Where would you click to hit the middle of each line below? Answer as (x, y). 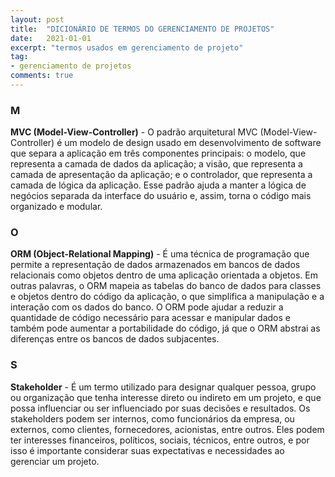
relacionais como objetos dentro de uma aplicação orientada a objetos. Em (164, 275)
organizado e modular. (56, 207)
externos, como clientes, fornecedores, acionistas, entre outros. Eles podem (167, 429)
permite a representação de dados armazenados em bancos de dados (155, 265)
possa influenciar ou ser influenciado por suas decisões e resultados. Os (160, 408)
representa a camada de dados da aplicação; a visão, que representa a (156, 164)
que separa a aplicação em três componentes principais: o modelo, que (158, 153)
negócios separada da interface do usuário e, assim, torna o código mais (161, 196)
